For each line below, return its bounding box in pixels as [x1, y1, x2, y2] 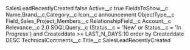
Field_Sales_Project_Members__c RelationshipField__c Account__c [5, 17, 172, 25]
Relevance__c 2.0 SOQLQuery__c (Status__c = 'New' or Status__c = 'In [5, 24, 181, 31]
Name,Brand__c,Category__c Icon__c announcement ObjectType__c [5, 11, 175, 18]
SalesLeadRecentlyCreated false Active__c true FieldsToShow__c [5, 5, 169, 11]
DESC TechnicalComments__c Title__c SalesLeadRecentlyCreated [5, 37, 171, 43]
